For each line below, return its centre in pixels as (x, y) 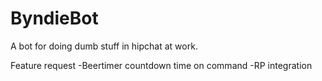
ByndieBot (54, 18)
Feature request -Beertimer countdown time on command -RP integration (161, 65)
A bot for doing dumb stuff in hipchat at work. (104, 46)
